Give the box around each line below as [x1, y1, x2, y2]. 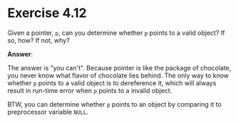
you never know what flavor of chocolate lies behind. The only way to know [7, 71, 229, 80]
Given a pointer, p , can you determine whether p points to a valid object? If [7, 28, 225, 37]
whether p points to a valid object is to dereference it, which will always [7, 78, 217, 87]
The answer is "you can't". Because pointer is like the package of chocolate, [7, 63, 232, 72]
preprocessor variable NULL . [7, 107, 89, 116]
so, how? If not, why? [7, 36, 70, 44]
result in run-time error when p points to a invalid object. [7, 86, 172, 95]
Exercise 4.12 [7, 5, 87, 21]
